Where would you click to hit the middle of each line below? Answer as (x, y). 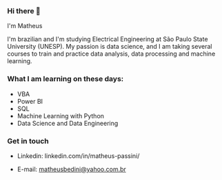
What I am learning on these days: (65, 79)
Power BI (30, 101)
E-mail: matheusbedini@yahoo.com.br (71, 169)
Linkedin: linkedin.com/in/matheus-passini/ (78, 156)
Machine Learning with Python (61, 115)
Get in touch (28, 141)
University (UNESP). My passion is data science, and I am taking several (110, 47)
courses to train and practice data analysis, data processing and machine (111, 54)
